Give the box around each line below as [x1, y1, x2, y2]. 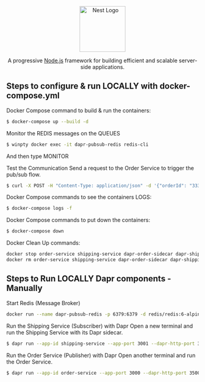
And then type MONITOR [6, 153, 69, 160]
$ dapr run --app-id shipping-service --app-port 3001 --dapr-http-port [6, 341, 195, 347]
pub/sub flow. [6, 171, 41, 178]
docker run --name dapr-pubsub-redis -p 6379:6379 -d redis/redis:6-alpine [6, 311, 203, 317]
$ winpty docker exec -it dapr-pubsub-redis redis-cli [6, 141, 149, 148]
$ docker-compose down [6, 228, 64, 234]
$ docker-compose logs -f [6, 205, 72, 212]
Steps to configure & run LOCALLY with [6, 81, 158, 92]
